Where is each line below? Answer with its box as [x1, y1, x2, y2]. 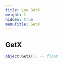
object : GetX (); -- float [5, 54, 58, 59]
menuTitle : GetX [5, 21, 40, 27]
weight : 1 [5, 12, 27, 17]
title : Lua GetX [5, 7, 40, 13]
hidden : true [5, 17, 33, 22]
